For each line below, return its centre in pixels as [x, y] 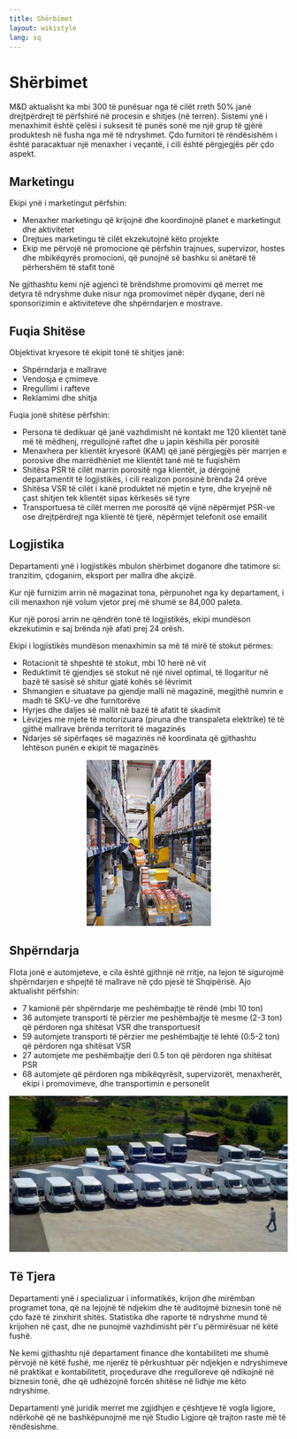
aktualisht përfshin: [44, 991]
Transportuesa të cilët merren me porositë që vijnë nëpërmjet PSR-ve [148, 507]
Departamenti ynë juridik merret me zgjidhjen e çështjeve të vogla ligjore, [142, 1407]
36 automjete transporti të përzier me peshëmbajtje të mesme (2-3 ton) [152, 1017]
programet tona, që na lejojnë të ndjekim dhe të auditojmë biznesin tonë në [145, 1307]
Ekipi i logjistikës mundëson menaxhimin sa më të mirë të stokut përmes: [141, 646]
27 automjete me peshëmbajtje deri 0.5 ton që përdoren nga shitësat [147, 1055]
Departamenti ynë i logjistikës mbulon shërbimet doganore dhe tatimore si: [145, 566]
